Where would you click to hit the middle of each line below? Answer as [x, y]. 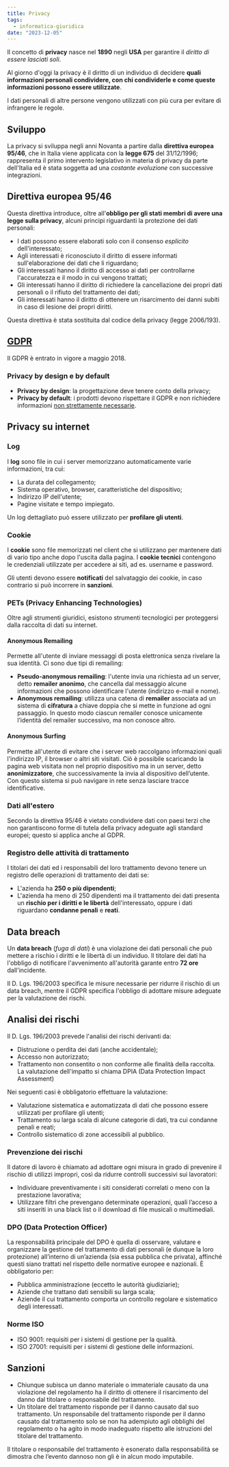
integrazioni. [25, 175]
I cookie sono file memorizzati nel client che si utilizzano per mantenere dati [114, 550]
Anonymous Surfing [37, 736]
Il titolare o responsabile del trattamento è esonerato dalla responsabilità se [113, 1449]
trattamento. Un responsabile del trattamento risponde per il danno [111, 1413]
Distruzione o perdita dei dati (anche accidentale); [87, 1049]
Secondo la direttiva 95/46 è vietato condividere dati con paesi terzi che [109, 820]
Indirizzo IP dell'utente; [49, 496]
